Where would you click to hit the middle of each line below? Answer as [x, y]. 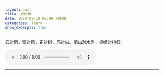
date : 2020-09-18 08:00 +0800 [36, 18]
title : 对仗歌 [18, 14]
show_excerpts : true [26, 28]
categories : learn [24, 23]
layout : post [18, 9]
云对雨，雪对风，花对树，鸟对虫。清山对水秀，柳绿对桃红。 [65, 42]
